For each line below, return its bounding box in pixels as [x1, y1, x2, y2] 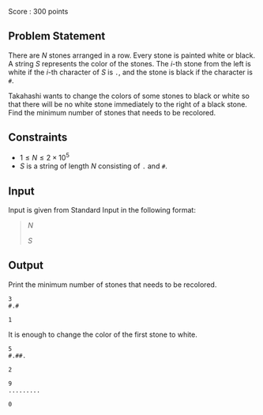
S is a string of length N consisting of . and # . [19, 161, 168, 171]
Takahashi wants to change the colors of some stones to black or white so [8, 91, 250, 100]
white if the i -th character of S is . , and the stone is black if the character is [8, 67, 253, 77]
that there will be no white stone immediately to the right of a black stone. [8, 99, 247, 109]
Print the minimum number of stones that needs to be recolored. [8, 280, 217, 289]
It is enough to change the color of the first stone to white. [8, 330, 197, 339]
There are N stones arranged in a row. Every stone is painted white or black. [8, 51, 256, 60]
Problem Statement [8, 29, 106, 43]
